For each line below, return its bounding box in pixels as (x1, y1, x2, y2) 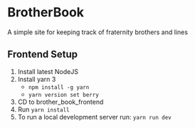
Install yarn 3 (17, 75, 56, 83)
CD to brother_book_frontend (17, 97, 104, 106)
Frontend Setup (7, 48, 78, 60)
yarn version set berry (28, 91, 100, 98)
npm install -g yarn (28, 83, 90, 91)
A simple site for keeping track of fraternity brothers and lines (7, 28, 189, 36)
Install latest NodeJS (17, 67, 78, 75)
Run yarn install (17, 105, 70, 114)
